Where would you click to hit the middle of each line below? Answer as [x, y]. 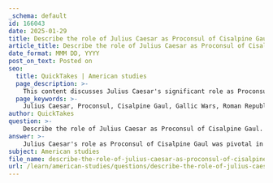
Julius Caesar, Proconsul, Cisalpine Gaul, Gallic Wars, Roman [132, 106]
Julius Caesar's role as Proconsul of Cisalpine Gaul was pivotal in [143, 144]
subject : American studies [54, 151]
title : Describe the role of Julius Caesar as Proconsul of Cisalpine [130, 38]
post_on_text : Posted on [50, 62]
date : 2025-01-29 [38, 31]
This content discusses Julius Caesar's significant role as [128, 91]
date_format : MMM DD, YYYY [54, 53]
